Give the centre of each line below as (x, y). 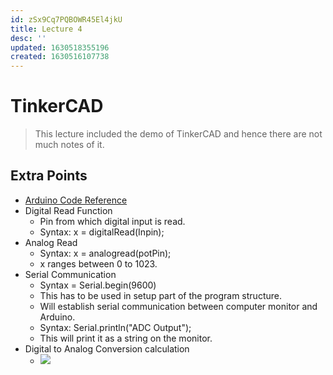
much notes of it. (69, 145)
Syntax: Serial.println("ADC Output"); (115, 327)
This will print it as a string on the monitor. (126, 338)
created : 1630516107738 (60, 57)
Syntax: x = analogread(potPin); (105, 253)
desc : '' (28, 38)
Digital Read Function (68, 210)
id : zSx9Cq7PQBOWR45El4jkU (66, 19)
